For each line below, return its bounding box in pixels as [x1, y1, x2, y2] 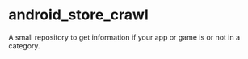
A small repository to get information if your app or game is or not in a [8, 32, 241, 42]
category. [8, 40, 40, 50]
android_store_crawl [8, 6, 149, 24]
